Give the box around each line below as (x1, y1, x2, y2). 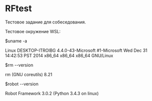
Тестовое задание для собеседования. (5, 19, 86, 25)
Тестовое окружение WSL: (5, 28, 61, 34)
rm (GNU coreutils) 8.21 (5, 71, 53, 77)
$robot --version (5, 81, 39, 87)
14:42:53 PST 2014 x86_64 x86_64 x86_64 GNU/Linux (5, 52, 114, 59)
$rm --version (5, 62, 34, 68)
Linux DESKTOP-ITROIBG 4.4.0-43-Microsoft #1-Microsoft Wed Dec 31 (5, 47, 148, 53)
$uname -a (5, 38, 28, 44)
